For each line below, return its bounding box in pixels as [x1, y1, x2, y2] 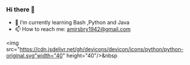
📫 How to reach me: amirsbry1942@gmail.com [14, 26, 131, 33]
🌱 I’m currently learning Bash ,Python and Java [14, 19, 129, 26]
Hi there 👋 [6, 5, 36, 14]
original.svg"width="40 [6, 52, 64, 59]
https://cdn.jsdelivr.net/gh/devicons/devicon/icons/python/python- [20, 46, 184, 53]
